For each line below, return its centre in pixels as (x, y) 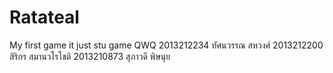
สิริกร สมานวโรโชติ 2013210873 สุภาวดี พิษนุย (90, 56)
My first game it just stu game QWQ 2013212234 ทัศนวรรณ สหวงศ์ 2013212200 (166, 45)
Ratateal (44, 17)
